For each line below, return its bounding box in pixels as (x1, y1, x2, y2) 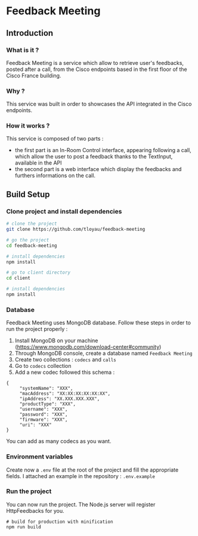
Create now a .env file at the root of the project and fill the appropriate (6, 466, 179, 473)
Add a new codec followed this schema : (14, 368, 115, 376)
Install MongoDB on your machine (14, 337, 98, 344)
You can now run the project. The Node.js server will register (6, 501, 156, 508)
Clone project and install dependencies (6, 207, 122, 215)
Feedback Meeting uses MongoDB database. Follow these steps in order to (6, 319, 191, 326)
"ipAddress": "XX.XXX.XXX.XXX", (19, 396, 100, 402)
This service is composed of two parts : (6, 135, 104, 142)
